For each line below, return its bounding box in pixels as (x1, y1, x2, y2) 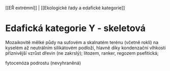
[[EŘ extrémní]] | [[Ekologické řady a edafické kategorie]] (5, 5, 125, 11)
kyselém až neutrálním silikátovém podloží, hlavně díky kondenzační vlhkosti (5, 45, 166, 51)
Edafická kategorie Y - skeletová (5, 23, 146, 34)
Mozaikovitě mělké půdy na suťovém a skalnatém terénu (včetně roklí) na (5, 39, 159, 45)
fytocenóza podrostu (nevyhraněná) (5, 60, 81, 66)
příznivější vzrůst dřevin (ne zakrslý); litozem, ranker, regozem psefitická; (5, 50, 159, 56)
